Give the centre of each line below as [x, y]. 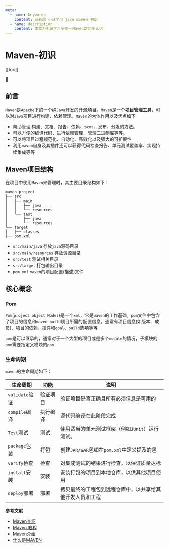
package [17, 446]
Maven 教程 [25, 527]
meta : [11, 10]
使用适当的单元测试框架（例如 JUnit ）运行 [110, 429]
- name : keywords [28, 15]
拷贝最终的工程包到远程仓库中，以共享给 [108, 489]
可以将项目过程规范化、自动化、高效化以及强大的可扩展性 [72, 139]
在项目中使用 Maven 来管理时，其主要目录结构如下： [57, 182]
